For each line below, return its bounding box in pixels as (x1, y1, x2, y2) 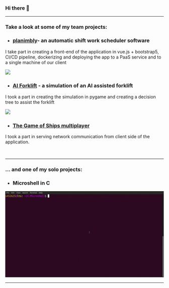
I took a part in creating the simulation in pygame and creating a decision (5, 93, 156, 100)
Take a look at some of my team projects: (5, 24, 108, 31)
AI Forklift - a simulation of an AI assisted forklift (12, 82, 133, 89)
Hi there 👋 (5, 5, 30, 12)
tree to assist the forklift (5, 99, 54, 105)
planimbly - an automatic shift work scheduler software (12, 37, 150, 44)
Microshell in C (12, 179, 50, 186)
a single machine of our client (5, 59, 67, 65)
